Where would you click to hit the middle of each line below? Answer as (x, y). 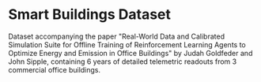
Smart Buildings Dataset (90, 15)
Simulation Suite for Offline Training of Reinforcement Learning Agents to (127, 44)
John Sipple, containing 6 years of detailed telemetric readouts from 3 (123, 61)
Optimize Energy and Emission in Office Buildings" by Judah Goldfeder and (130, 53)
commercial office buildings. (55, 69)
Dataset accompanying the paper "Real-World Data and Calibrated (117, 36)
